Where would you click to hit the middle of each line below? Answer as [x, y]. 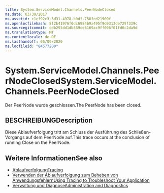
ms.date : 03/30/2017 [26, 14]
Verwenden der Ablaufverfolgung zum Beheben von [65, 175]
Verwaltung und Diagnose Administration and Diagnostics [70, 186]
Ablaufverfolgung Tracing [37, 170]
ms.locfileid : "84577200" [32, 46]
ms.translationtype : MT [30, 32]
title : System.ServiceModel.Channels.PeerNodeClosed [60, 10]
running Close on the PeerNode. [38, 142]
